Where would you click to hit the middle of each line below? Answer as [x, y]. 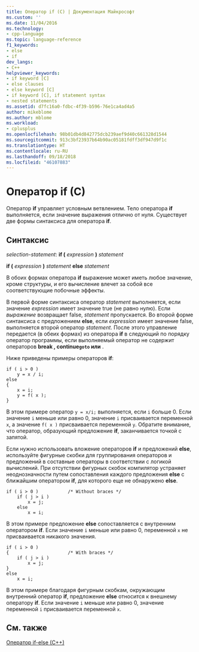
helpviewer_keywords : [33, 73]
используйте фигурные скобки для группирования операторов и [89, 455]
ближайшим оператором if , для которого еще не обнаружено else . [92, 481]
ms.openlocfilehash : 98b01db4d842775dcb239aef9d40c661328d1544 [87, 135]
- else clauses [25, 84]
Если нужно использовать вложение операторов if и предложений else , [99, 449]
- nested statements [32, 101]
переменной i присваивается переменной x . [64, 609]
